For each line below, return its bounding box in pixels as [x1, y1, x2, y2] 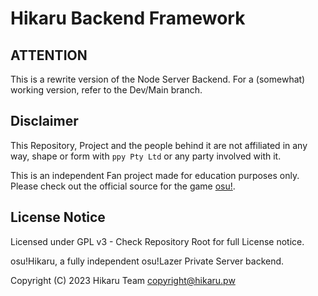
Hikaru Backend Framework [10, 7, 246, 30]
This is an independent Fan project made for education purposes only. [10, 169, 300, 181]
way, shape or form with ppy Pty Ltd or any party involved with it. [10, 150, 282, 162]
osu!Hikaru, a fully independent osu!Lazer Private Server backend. [10, 255, 285, 267]
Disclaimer [10, 113, 79, 130]
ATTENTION [10, 47, 88, 64]
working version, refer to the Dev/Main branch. [10, 84, 203, 96]
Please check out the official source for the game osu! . [10, 180, 236, 192]
